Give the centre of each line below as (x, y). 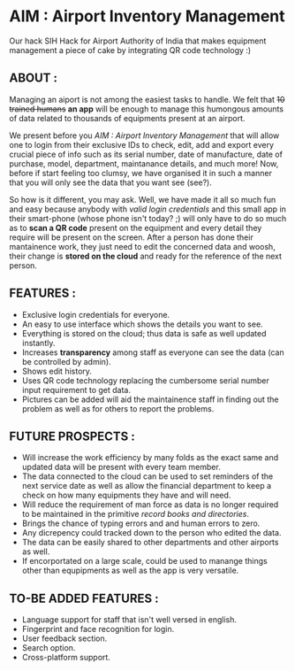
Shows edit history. (57, 371)
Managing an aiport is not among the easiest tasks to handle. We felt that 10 (147, 99)
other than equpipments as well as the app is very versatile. (130, 571)
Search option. (49, 648)
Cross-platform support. (66, 658)
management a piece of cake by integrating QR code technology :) (130, 50)
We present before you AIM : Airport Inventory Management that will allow (144, 135)
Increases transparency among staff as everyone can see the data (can (153, 352)
